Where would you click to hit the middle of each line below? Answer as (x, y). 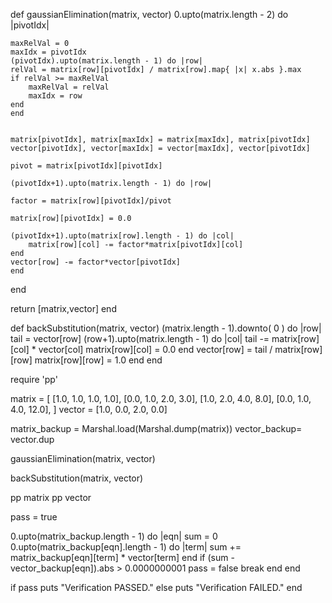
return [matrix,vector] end (63, 308)
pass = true (34, 517)
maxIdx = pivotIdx (48, 52)
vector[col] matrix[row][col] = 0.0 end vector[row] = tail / (155, 349)
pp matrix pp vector (51, 497)
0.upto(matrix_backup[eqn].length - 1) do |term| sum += (126, 547)
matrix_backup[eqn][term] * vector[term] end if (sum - (122, 557)
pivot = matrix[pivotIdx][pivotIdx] (86, 166)
